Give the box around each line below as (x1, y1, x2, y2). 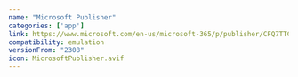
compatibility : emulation (8, 37, 104, 47)
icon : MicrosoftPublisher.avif (8, 54, 125, 63)
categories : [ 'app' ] (8, 21, 85, 30)
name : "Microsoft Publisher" (8, 12, 117, 22)
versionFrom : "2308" (8, 46, 85, 55)
